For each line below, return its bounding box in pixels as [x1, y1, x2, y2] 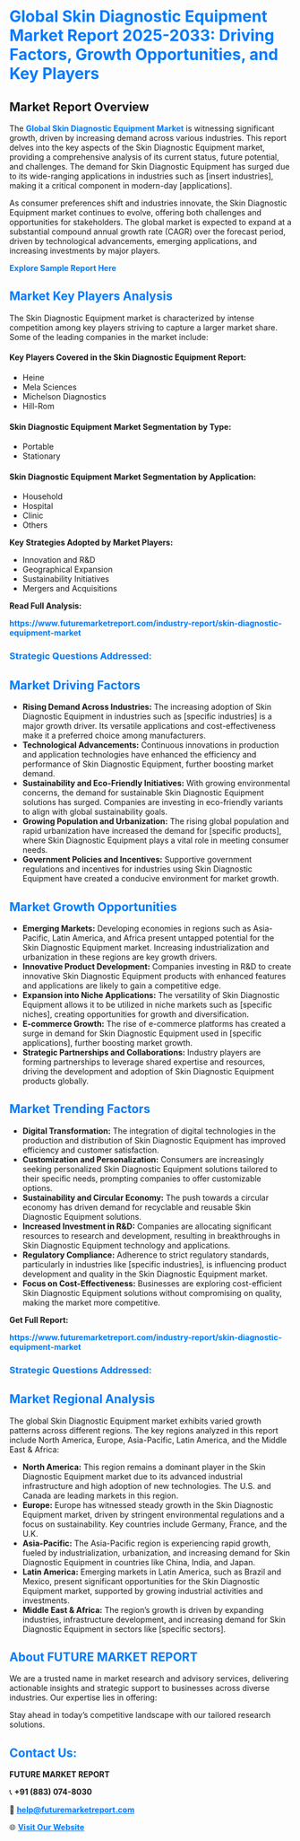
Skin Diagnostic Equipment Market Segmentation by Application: [9, 471, 257, 482]
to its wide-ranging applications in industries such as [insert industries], [9, 171, 274, 181]
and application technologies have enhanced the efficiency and [21, 750, 257, 760]
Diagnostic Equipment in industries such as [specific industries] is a [21, 711, 273, 722]
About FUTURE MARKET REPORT [9, 1649, 199, 1664]
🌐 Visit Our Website [9, 1822, 85, 1833]
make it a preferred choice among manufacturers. [21, 730, 206, 741]
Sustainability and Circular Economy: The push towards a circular [21, 1192, 270, 1203]
